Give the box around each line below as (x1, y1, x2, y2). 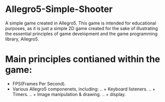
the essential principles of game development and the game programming (5, 30, 157, 36)
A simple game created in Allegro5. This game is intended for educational (5, 20, 156, 26)
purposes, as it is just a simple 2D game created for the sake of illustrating (5, 25, 158, 31)
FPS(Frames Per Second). (12, 80, 66, 86)
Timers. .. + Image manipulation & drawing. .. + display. (12, 91, 126, 97)
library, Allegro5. (5, 36, 39, 42)
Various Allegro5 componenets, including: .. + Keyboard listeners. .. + (12, 86, 156, 92)
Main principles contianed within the (5, 53, 160, 65)
